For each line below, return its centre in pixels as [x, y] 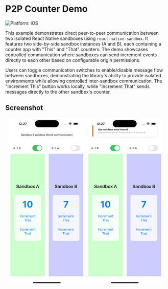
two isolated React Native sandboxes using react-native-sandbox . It [77, 38]
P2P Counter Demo [46, 9]
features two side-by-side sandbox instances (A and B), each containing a [83, 43]
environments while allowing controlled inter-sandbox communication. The [84, 81]
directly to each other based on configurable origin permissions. [73, 60]
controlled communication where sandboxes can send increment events [81, 55]
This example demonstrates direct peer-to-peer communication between [82, 33]
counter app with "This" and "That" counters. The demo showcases [77, 49]
